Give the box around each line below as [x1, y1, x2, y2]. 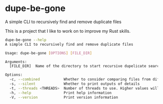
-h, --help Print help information [9, 90, 112, 95]
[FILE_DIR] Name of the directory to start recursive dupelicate [9, 64, 147, 69]
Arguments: [5, 59, 27, 64]
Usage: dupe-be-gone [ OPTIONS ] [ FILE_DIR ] [5, 51, 92, 55]
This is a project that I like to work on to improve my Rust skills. [5, 28, 131, 34]
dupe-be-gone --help [5, 37, 47, 42]
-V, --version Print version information [9, 95, 118, 100]
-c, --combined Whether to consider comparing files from [9, 77, 151, 82]
